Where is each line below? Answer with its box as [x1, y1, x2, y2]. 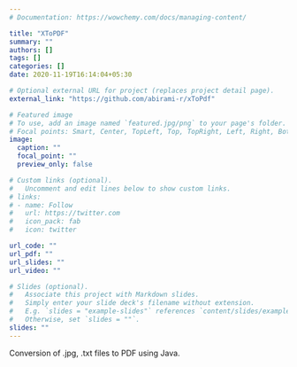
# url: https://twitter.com [9, 209, 121, 218]
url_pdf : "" [9, 249, 53, 258]
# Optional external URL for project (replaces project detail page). [9, 86, 275, 95]
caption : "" [17, 144, 62, 152]
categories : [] [9, 62, 65, 71]
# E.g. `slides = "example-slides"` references [9, 307, 196, 316]
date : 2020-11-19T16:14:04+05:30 [9, 70, 133, 80]
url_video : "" [9, 266, 62, 275]
